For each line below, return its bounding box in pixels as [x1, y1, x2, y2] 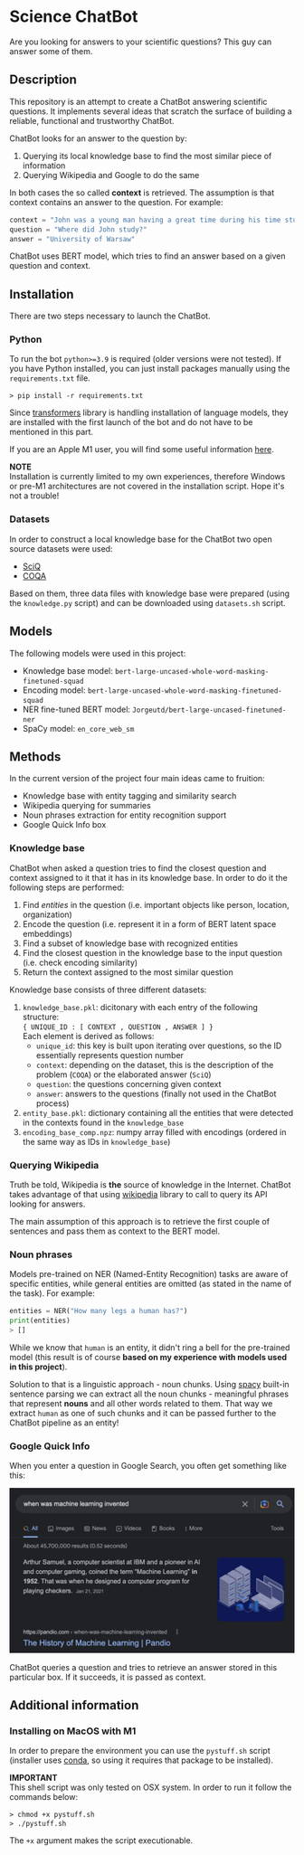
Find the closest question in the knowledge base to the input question [22, 947, 283, 958]
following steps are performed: [9, 882, 125, 893]
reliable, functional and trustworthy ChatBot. [9, 115, 175, 126]
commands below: [9, 1792, 79, 1803]
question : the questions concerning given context [35, 1078, 222, 1089]
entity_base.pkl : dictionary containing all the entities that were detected [22, 1107, 294, 1118]
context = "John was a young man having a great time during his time [9, 215, 281, 224]
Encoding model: [22, 685, 86, 696]
